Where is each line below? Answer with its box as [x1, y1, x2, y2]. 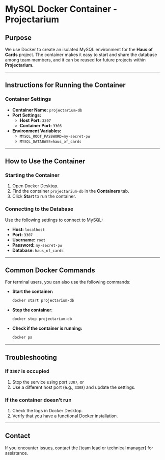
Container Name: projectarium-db [12, 107, 82, 113]
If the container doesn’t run [5, 397, 72, 403]
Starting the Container [5, 172, 60, 178]
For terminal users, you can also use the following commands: [5, 279, 131, 285]
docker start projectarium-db [12, 298, 75, 303]
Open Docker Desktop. [12, 183, 59, 189]
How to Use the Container [5, 157, 85, 166]
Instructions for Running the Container [5, 81, 126, 89]
